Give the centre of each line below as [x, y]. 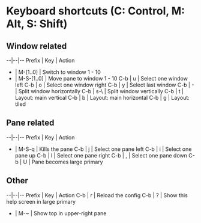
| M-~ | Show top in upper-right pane [61, 213]
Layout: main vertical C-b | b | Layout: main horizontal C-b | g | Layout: [102, 98]
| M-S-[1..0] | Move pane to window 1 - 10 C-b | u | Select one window [101, 78]
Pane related [30, 123]
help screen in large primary [41, 201]
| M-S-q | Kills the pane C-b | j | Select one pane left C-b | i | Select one [103, 149]
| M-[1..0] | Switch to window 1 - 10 [58, 72]
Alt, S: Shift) [37, 24]
